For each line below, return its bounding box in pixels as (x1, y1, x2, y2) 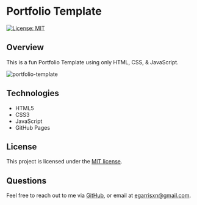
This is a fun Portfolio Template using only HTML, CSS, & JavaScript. (6, 58, 179, 65)
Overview (6, 42, 45, 53)
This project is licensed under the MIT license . (6, 158, 123, 165)
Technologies (6, 88, 60, 99)
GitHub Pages (15, 124, 51, 131)
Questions (6, 176, 47, 186)
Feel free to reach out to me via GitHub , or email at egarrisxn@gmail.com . (6, 192, 192, 199)
